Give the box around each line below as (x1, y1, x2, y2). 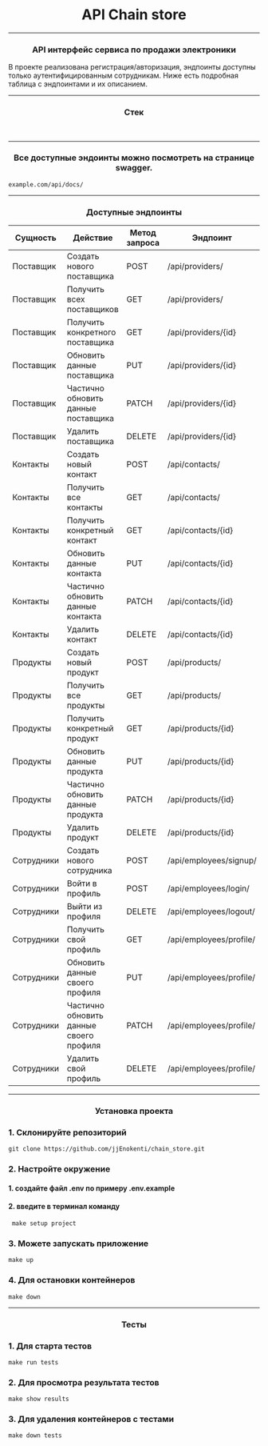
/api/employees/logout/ (167, 906, 255, 917)
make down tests (8, 1432, 62, 1440)
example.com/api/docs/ (8, 180, 84, 189)
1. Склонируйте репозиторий (8, 1127, 127, 1138)
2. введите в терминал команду (8, 1202, 120, 1212)
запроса (126, 238, 160, 249)
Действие (73, 232, 113, 243)
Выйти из (66, 901, 103, 912)
